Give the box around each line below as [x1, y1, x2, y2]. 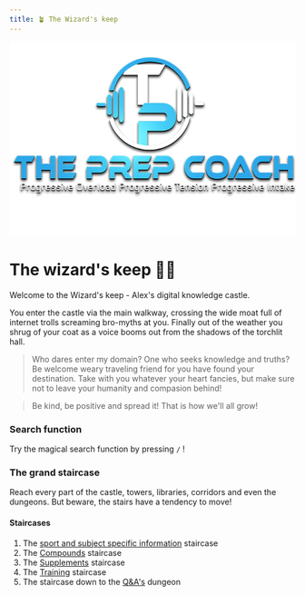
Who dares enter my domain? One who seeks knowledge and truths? [31, 353, 290, 364]
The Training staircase [22, 566, 107, 577]
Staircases [9, 517, 52, 528]
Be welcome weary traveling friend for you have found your [31, 363, 254, 374]
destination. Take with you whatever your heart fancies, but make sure [31, 372, 295, 383]
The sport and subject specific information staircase [22, 537, 219, 549]
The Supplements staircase [22, 557, 125, 568]
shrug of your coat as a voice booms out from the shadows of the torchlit [9, 326, 283, 337]
